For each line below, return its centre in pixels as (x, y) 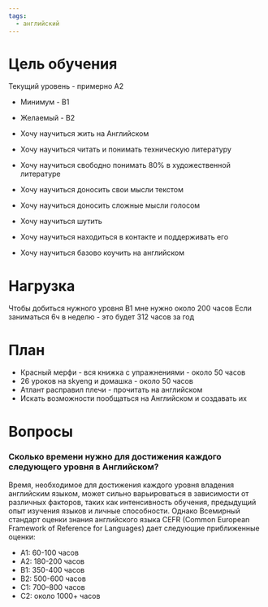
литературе (40, 174)
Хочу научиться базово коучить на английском (102, 253)
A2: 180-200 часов (52, 561)
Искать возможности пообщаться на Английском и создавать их (134, 398)
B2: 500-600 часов (53, 578)
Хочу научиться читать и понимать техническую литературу (125, 150)
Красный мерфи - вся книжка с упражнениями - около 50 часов (133, 372)
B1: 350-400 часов (52, 570)
